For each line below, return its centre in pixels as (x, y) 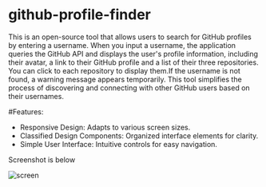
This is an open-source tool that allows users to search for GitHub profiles (130, 37)
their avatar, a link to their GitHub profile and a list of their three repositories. (133, 62)
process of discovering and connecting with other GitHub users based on (129, 88)
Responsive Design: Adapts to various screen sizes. (105, 127)
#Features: (26, 111)
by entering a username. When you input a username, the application (122, 45)
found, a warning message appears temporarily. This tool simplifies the (125, 79)
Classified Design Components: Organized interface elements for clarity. (139, 135)
